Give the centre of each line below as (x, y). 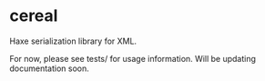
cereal (34, 16)
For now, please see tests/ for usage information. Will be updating (133, 58)
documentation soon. (49, 68)
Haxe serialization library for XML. (73, 41)
